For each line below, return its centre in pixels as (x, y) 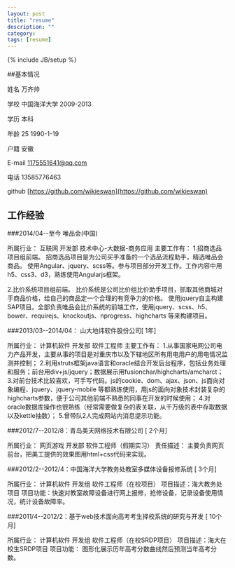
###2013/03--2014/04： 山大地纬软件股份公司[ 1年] (82, 330)
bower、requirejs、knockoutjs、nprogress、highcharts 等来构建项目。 (109, 316)
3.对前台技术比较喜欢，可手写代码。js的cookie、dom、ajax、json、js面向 (113, 380)
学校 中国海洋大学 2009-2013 (50, 104)
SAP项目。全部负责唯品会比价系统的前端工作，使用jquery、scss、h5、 (109, 306)
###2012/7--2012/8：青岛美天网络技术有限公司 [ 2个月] (87, 430)
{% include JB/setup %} (42, 60)
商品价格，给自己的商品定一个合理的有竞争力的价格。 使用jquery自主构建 (118, 298)
